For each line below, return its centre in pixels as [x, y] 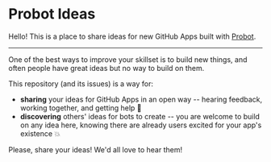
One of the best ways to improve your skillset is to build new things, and [128, 59]
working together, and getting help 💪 [81, 108]
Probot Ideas [52, 14]
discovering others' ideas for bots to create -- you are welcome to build [140, 116]
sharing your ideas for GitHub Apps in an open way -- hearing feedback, [141, 99]
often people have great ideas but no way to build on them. [106, 68]
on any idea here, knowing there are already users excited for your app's [141, 125]
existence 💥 [40, 133]
